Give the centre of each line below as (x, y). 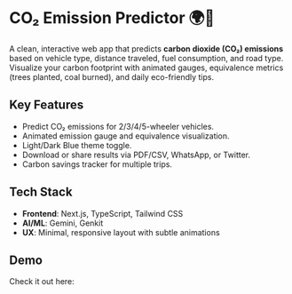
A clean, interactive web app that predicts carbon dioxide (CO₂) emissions (146, 48)
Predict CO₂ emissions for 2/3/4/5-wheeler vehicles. (118, 126)
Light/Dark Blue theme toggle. (77, 145)
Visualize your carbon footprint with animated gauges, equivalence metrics (146, 68)
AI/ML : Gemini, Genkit (63, 223)
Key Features (47, 105)
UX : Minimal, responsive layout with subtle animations (121, 232)
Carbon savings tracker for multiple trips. (97, 164)
